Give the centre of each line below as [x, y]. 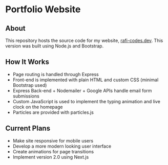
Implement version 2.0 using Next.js [51, 157]
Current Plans [28, 128]
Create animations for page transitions [53, 151]
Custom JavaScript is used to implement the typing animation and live [86, 101]
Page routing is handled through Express [56, 74]
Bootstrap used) [30, 85]
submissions [26, 96]
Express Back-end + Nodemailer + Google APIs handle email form [82, 90]
